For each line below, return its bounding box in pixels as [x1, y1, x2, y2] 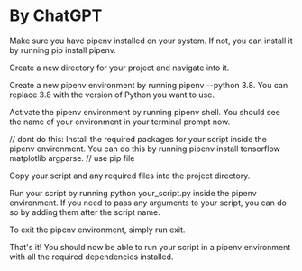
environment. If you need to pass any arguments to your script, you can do [9, 197, 287, 208]
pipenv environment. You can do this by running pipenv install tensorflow [9, 143, 281, 154]
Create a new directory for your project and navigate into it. [9, 62, 230, 73]
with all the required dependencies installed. [9, 251, 174, 262]
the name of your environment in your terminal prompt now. [9, 116, 231, 127]
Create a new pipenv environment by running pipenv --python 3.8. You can [9, 79, 288, 90]
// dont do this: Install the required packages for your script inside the [9, 133, 268, 144]
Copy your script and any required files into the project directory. [9, 170, 251, 181]
